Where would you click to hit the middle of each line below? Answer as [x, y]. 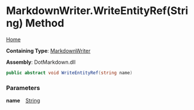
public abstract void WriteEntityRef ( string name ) [69, 73]
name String [23, 101]
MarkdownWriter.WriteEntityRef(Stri [97, 11]
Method [45, 23]
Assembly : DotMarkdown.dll [41, 62]
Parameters [23, 88]
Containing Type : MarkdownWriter [48, 50]
